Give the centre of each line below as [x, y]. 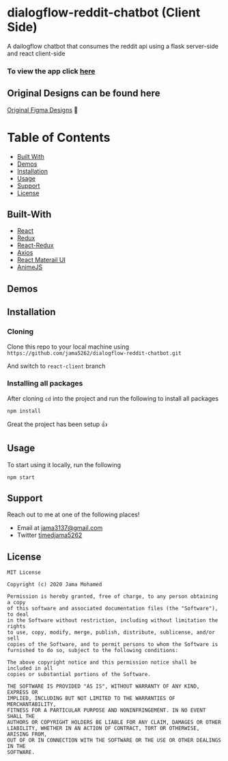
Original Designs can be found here [84, 93]
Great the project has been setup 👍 [57, 424]
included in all [30, 669]
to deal [18, 614]
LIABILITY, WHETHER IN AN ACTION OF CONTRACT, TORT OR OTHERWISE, [103, 728]
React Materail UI [41, 260]
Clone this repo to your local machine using [68, 347]
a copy [16, 603]
